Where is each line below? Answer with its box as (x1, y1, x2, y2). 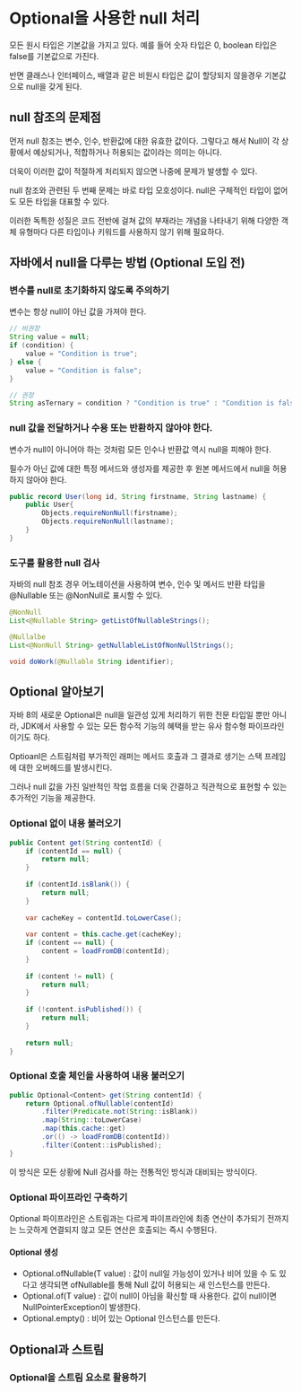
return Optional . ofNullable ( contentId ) (25, 1099, 175, 1108)
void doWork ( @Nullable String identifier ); (9, 657, 175, 666)
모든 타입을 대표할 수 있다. (18, 196, 110, 206)
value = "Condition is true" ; (25, 349, 139, 359)
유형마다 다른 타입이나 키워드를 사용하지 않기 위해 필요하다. (18, 226, 225, 237)
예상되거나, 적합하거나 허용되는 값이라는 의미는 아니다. (32, 146, 222, 157)
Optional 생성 (9, 1247, 58, 1257)
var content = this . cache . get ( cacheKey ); (25, 930, 182, 939)
